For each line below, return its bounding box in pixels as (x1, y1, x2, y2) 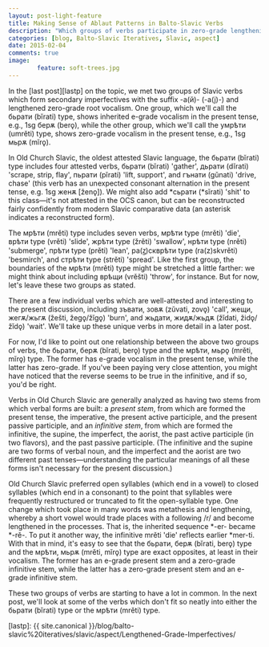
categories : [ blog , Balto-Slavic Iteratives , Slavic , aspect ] (8, 34, 220, 43)
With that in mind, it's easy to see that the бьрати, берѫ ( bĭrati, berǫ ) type (8, 539, 252, 548)
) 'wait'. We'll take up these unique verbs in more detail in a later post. (22, 321, 252, 331)
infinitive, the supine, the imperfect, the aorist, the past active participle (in (8, 429, 255, 438)
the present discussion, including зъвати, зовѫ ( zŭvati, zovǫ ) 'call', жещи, (8, 304, 253, 314)
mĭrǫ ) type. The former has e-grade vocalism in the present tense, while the (8, 354, 259, 364)
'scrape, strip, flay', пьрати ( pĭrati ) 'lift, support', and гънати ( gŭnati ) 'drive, (8, 169, 257, 179)
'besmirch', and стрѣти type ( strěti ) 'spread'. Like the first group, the (8, 254, 235, 264)
